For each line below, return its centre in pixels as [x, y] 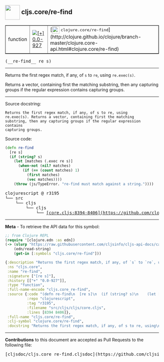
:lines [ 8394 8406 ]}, [49, 312]
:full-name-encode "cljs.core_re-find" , [49, 290]
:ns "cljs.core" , [25, 267]
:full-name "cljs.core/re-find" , [41, 317]
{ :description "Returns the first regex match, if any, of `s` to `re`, [81, 262]
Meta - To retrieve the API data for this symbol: [52, 226]
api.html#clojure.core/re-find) [85, 49]
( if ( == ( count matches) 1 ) [51, 171]
